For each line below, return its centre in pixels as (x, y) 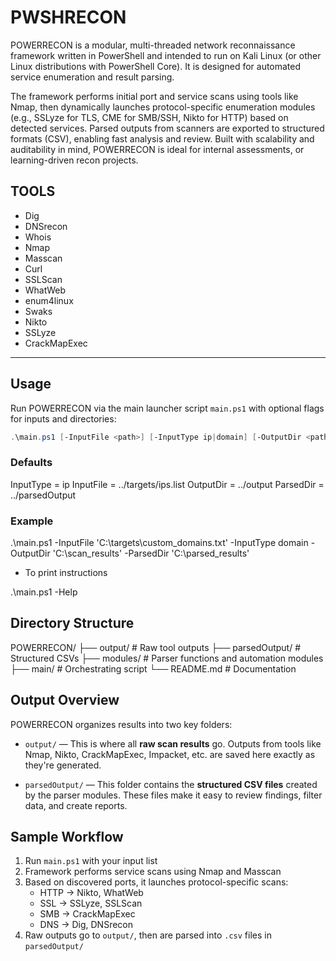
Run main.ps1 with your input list (91, 861)
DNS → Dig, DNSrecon (86, 925)
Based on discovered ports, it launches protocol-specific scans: (156, 882)
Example (32, 521)
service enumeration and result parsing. (92, 77)
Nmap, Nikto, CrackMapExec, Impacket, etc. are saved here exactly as (170, 754)
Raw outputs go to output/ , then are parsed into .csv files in (148, 935)
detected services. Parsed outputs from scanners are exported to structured (167, 128)
